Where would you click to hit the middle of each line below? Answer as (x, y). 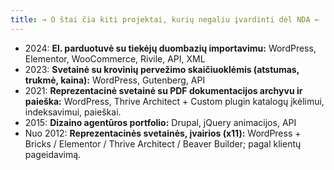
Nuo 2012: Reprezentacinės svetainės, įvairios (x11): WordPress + (163, 133)
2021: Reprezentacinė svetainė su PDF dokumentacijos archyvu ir (163, 90)
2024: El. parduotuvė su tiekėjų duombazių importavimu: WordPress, (170, 48)
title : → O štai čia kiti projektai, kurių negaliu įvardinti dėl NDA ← (165, 19)
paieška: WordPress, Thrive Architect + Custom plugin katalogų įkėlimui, (174, 101)
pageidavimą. (53, 154)
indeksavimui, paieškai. (73, 112)
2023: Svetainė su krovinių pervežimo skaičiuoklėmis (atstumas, (162, 69)
